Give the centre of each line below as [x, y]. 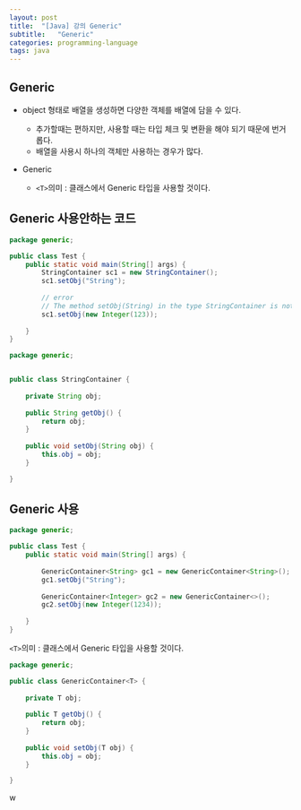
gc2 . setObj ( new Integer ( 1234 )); [102, 605]
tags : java [30, 51]
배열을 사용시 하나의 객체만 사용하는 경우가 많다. [119, 151]
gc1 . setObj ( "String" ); [84, 580]
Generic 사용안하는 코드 [73, 219]
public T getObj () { [64, 715]
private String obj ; [64, 396]
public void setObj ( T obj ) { [80, 748]
